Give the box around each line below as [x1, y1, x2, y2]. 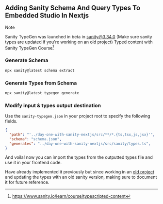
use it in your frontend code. [5, 160, 62, 166]
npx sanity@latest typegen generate [5, 90, 79, 95]
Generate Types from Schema [5, 80, 77, 86]
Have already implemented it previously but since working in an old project [5, 169, 154, 175]
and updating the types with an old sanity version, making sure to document [5, 174, 157, 180]
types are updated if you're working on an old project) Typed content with [5, 39, 153, 45]
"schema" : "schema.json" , [9, 136, 62, 141]
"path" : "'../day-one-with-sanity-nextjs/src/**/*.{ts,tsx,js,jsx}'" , [9, 132, 155, 137]
